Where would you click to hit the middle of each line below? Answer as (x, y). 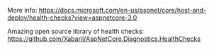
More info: (22, 10)
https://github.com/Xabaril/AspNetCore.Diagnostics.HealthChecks (104, 39)
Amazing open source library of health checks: (75, 31)
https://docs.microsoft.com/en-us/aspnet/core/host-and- (123, 10)
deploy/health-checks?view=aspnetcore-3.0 (72, 18)
